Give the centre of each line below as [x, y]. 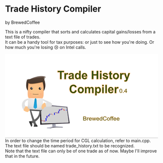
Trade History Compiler [53, 9]
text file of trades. [23, 37]
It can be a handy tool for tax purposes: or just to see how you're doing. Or [80, 42]
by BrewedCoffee [23, 22]
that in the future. [22, 156]
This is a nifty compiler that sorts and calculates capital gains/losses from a [80, 32]
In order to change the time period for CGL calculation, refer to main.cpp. [78, 141]
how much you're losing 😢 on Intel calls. [46, 47]
